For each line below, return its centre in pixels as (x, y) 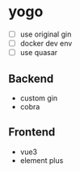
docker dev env (46, 43)
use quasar (39, 53)
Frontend (32, 132)
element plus (42, 160)
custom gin (39, 98)
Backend (31, 78)
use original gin (46, 34)
